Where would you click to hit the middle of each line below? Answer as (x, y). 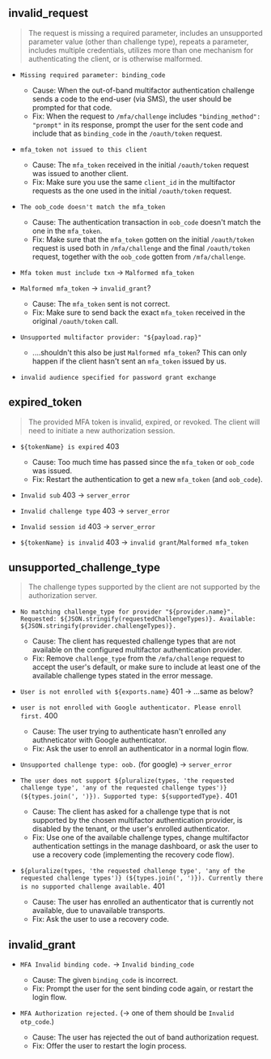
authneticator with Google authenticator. (100, 740)
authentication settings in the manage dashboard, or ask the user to (145, 846)
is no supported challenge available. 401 (93, 886)
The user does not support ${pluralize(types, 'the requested (127, 781)
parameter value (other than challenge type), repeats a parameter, (138, 41)
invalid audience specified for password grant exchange (118, 377)
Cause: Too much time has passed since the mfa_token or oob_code (143, 462)
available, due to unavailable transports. (99, 910)
